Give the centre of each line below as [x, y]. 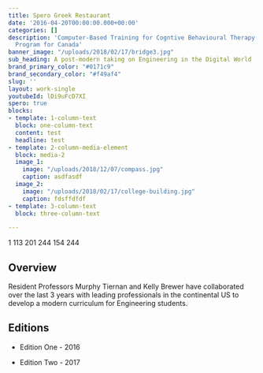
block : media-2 [40, 155]
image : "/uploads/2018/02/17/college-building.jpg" [109, 191]
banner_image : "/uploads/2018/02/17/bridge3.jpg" [91, 52]
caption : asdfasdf [52, 177]
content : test [38, 132]
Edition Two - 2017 [50, 362]
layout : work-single [42, 89]
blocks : [21, 111]
